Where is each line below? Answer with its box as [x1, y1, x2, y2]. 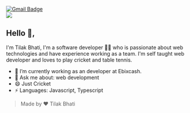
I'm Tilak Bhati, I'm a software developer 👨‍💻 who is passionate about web [6, 44, 184, 51]
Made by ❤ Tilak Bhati [20, 100, 75, 107]
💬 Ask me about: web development [14, 74, 100, 81]
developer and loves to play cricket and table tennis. [6, 56, 133, 63]
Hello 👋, [6, 28, 35, 38]
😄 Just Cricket [14, 80, 51, 87]
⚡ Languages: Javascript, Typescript [14, 87, 104, 94]
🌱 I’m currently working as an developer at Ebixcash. [14, 67, 142, 74]
